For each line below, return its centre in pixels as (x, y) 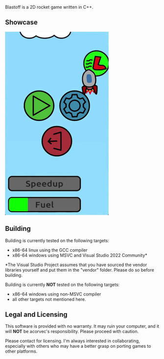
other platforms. (21, 351)
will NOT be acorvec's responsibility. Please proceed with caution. (72, 332)
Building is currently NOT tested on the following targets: (62, 284)
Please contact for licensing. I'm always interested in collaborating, (73, 341)
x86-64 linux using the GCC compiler (50, 250)
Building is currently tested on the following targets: (57, 240)
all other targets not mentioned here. (49, 299)
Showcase (22, 22)
